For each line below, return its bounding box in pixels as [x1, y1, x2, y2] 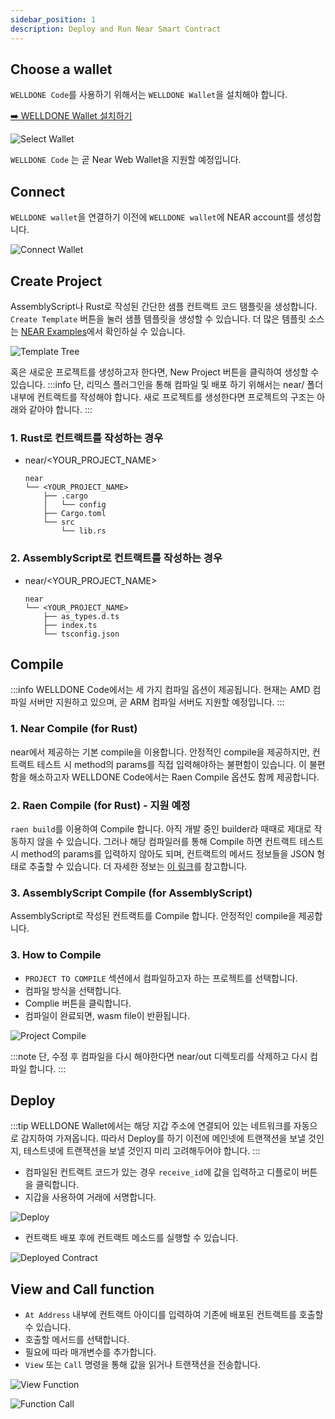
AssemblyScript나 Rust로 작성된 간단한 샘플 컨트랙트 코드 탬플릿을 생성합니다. [10, 300, 318, 312]
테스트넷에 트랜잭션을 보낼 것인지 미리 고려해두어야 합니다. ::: [23, 1145, 261, 1157]
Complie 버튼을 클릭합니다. [24, 997, 132, 1009]
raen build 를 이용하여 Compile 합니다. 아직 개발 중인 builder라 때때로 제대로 [10, 822, 312, 835]
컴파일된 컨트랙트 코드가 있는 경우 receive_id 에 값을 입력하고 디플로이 [24, 1166, 300, 1178]
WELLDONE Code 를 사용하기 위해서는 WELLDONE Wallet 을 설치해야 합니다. [10, 89, 288, 101]
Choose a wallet [10, 61, 113, 78]
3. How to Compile [10, 948, 102, 962]
